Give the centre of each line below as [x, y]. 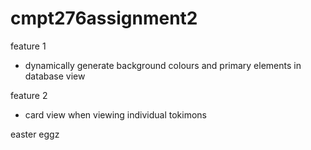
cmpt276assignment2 [104, 18]
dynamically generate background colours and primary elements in [163, 65]
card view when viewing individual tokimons [115, 114]
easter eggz [35, 134]
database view [55, 76]
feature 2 [29, 95]
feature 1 [28, 46]
